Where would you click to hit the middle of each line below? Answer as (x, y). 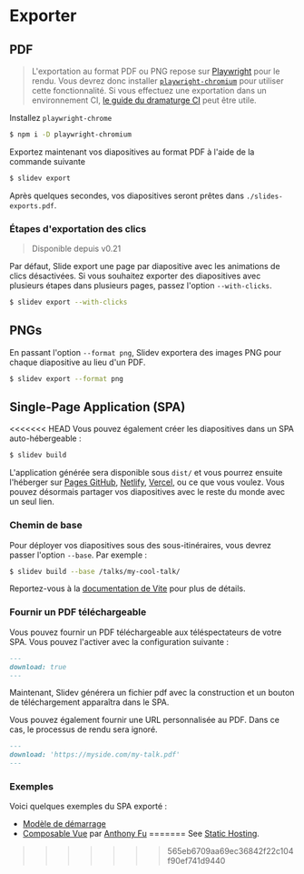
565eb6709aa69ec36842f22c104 (230, 851)
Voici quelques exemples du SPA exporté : (88, 807)
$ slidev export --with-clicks (69, 302)
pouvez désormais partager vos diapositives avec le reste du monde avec (147, 492)
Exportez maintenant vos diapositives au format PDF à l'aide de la (132, 152)
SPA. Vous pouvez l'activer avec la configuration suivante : (119, 641)
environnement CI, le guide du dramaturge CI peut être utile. (144, 100)
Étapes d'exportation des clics (78, 228)
